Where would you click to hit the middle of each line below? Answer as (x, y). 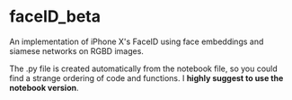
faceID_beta (55, 17)
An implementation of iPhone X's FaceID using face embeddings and (137, 41)
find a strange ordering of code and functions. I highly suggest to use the (146, 77)
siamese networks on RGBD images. (76, 50)
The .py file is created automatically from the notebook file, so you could (144, 68)
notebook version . (44, 87)
